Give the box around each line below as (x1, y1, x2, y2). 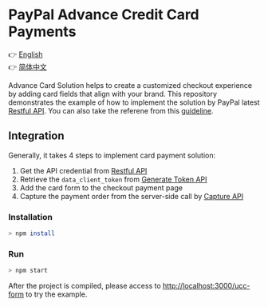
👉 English (8, 50, 43, 59)
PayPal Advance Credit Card (8, 6, 199, 24)
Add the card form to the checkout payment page (19, 182, 183, 193)
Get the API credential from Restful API (19, 165, 148, 175)
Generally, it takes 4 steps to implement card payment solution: (8, 150, 216, 160)
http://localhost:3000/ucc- (162, 281, 250, 291)
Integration (8, 130, 65, 143)
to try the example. (25, 289, 88, 299)
